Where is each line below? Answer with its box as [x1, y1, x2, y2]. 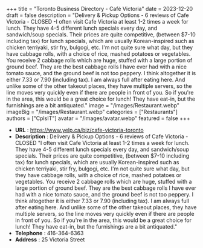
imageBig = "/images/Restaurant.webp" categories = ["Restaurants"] [6, 109, 178, 115]
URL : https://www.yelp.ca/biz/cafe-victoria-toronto [14, 127, 144, 133]
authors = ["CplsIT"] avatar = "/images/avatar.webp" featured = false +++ [6, 115, 190, 122]
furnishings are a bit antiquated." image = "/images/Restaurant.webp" [6, 102, 180, 109]
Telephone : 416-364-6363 [14, 230, 84, 236]
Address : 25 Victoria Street [14, 236, 85, 243]
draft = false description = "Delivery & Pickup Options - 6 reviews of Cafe [6, 12, 189, 19]
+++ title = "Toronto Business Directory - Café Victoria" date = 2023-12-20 [6, 5, 193, 12]
